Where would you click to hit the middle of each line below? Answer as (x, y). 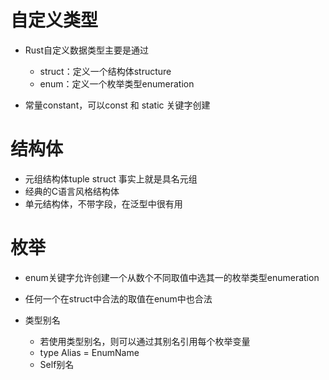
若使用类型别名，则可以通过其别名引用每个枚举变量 (145, 341)
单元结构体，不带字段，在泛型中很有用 (103, 203)
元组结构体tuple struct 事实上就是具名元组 (111, 178)
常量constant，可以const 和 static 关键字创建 (117, 105)
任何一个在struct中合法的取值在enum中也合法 (118, 298)
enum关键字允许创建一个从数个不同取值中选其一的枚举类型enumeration (172, 277)
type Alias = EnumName (89, 352)
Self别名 (57, 364)
